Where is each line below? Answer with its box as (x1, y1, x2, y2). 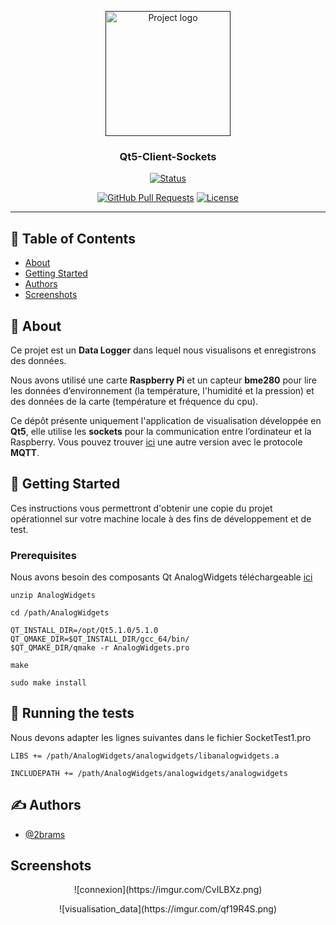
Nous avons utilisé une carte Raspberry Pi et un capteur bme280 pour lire (10, 374, 317, 386)
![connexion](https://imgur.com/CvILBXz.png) (73, 884, 263, 896)
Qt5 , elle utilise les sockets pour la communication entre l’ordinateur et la (10, 425, 312, 437)
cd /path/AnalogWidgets (10, 608, 110, 618)
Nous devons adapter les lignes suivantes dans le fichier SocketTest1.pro (10, 731, 312, 743)
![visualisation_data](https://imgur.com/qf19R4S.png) (58, 903, 278, 915)
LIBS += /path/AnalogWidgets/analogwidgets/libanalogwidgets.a (10, 751, 280, 761)
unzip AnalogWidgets (10, 591, 97, 601)
